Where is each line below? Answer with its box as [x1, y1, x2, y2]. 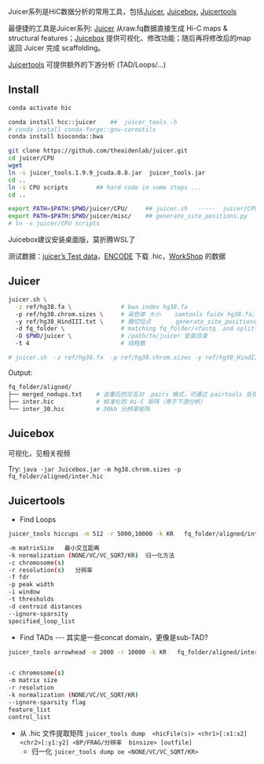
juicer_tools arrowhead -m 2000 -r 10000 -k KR [8, 648, 167, 656]
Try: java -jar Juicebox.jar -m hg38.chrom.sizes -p [8, 465, 181, 474]
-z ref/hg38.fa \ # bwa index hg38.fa [15, 303, 189, 310]
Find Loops [19, 515, 57, 524]
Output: [8, 368, 33, 377]
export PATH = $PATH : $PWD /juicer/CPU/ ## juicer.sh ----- [8, 205, 216, 213]
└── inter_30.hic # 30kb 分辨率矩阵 [8, 405, 151, 413]
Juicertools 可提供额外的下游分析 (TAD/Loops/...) [8, 60, 167, 69]
